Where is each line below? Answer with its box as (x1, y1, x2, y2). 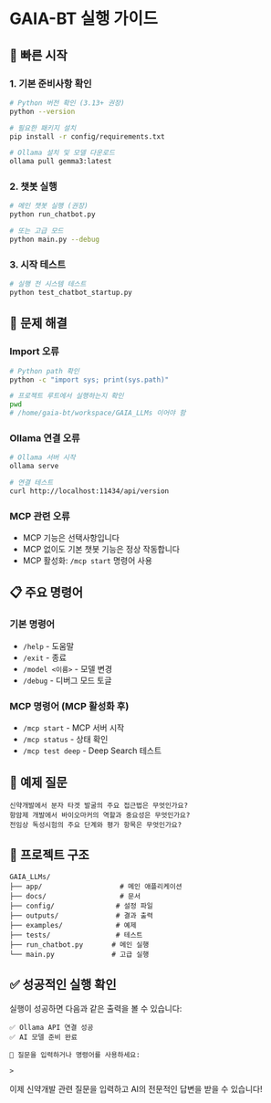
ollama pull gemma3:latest (9, 157, 112, 166)
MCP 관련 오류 (9, 509, 70, 522)
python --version (9, 107, 76, 116)
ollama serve (9, 462, 59, 471)
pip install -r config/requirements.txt (9, 131, 166, 142)
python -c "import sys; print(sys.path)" (9, 375, 170, 384)
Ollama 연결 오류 (9, 431, 80, 444)
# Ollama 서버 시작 (9, 453, 76, 462)
